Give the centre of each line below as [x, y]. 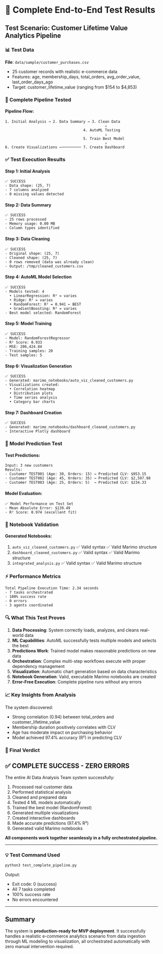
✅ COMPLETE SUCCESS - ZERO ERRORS [67, 766]
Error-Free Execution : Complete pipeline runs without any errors [77, 682]
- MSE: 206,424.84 [24, 346]
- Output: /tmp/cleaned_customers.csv [44, 266]
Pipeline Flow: [19, 111]
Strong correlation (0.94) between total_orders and [63, 717]
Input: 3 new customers [29, 466]
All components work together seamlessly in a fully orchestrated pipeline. [81, 838]
